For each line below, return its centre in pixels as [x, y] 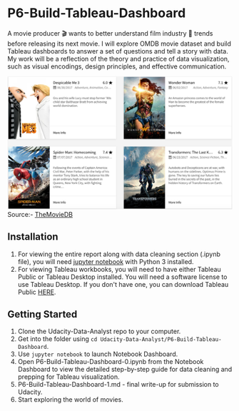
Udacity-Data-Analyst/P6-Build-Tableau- [161, 340]
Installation [33, 237]
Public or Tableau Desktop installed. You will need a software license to [122, 277]
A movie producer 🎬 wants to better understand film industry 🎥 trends [110, 33]
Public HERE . [37, 292]
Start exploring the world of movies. [70, 400]
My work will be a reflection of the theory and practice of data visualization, [118, 59]
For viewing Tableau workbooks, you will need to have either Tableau [119, 269]
